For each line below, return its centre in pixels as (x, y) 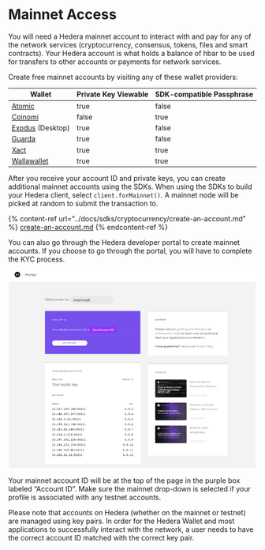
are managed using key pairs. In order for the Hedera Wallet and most (121, 521)
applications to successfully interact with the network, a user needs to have (131, 529)
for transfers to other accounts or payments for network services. (115, 62)
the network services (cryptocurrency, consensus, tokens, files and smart (128, 44)
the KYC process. (37, 259)
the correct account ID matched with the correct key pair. (101, 538)
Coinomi (25, 117)
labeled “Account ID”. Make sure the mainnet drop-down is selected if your (129, 489)
